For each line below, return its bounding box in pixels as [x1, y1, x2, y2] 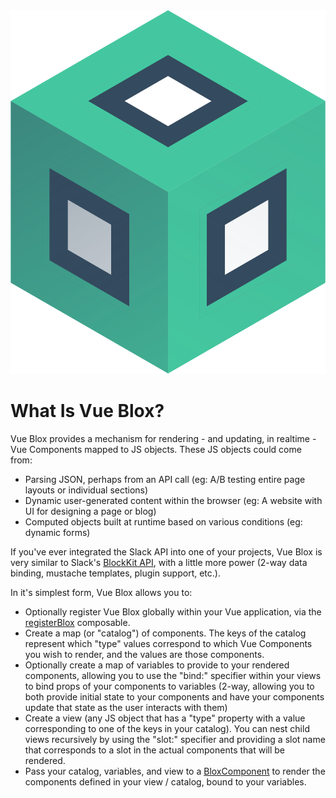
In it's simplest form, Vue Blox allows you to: [10, 587, 193, 599]
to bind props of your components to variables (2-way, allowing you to [24, 680, 315, 693]
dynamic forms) [24, 527, 91, 539]
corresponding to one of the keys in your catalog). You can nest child [24, 723, 310, 735]
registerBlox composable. [24, 617, 131, 629]
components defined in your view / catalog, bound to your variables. [24, 776, 307, 788]
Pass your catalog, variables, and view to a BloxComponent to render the [24, 765, 326, 778]
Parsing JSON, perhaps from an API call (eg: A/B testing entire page [24, 474, 306, 486]
